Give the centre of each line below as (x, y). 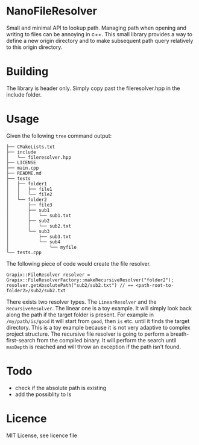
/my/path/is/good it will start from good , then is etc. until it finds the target (98, 321)
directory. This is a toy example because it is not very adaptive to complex (99, 327)
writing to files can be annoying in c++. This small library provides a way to (99, 34)
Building (27, 72)
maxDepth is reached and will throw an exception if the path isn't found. (94, 347)
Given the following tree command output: (59, 136)
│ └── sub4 (33, 242)
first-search (21, 340)
